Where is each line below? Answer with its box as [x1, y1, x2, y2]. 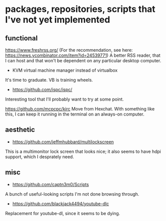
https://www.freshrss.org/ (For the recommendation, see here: [5, 47, 133, 53]
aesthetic [5, 125, 35, 134]
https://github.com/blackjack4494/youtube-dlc [12, 201, 109, 207]
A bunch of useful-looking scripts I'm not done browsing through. [5, 191, 140, 197]
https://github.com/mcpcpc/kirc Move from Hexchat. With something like [5, 106, 155, 111]
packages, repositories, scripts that [5, 3, 156, 15]
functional [5, 34, 38, 42]
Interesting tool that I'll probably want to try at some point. [5, 96, 124, 102]
